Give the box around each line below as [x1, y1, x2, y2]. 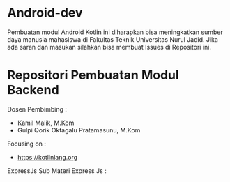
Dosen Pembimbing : [7, 105, 68, 113]
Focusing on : [7, 139, 47, 148]
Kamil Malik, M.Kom [17, 119, 75, 127]
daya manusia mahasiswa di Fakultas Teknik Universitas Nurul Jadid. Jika [7, 35, 218, 43]
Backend [7, 82, 59, 98]
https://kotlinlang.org [17, 153, 78, 161]
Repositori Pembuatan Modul [7, 68, 179, 83]
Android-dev [7, 5, 83, 21]
